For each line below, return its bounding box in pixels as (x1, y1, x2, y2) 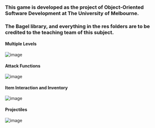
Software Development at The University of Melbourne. (5, 10, 139, 16)
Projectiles (5, 107, 28, 112)
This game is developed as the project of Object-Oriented (5, 4, 144, 11)
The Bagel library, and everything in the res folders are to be (5, 23, 150, 30)
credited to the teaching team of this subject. (5, 29, 114, 35)
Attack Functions (5, 63, 40, 69)
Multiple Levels (5, 41, 37, 47)
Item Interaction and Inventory (5, 84, 68, 91)
